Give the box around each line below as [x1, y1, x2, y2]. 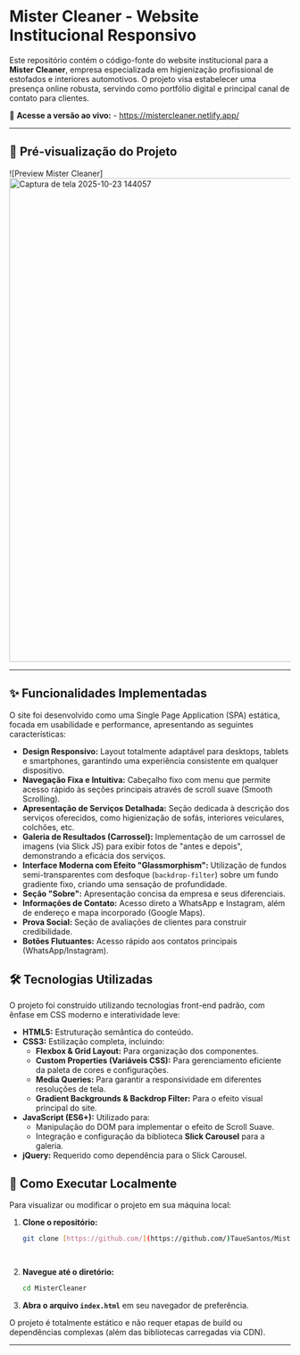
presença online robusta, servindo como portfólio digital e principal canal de [9, 83, 290, 94]
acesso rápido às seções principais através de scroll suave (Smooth [21, 784, 273, 794]
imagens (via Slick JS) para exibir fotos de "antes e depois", [21, 841, 243, 852]
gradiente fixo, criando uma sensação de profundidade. [21, 878, 228, 889]
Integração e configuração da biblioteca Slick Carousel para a [35, 1131, 265, 1142]
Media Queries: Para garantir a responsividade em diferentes [35, 1074, 262, 1085]
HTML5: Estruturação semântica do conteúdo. [21, 1027, 194, 1037]
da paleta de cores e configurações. [35, 1065, 170, 1076]
